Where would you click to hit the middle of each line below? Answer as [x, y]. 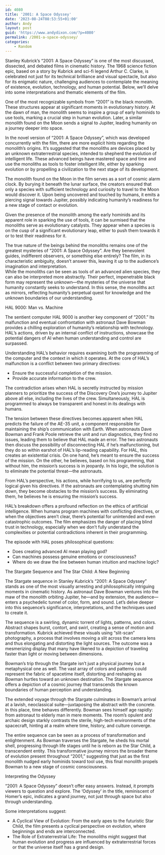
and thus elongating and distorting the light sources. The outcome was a [79, 643]
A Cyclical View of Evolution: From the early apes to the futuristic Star [83, 821]
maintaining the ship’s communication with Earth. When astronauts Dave [78, 429]
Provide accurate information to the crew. [54, 378]
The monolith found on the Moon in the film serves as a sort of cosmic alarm [83, 179]
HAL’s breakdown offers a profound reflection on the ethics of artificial [77, 506]
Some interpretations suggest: [36, 811]
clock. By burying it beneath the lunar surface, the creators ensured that [78, 184]
